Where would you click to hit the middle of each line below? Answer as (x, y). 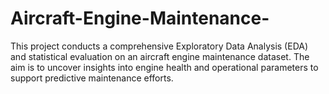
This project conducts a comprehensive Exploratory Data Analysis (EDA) (159, 46)
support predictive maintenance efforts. (92, 78)
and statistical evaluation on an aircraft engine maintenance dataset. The (160, 56)
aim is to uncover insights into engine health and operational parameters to (164, 67)
